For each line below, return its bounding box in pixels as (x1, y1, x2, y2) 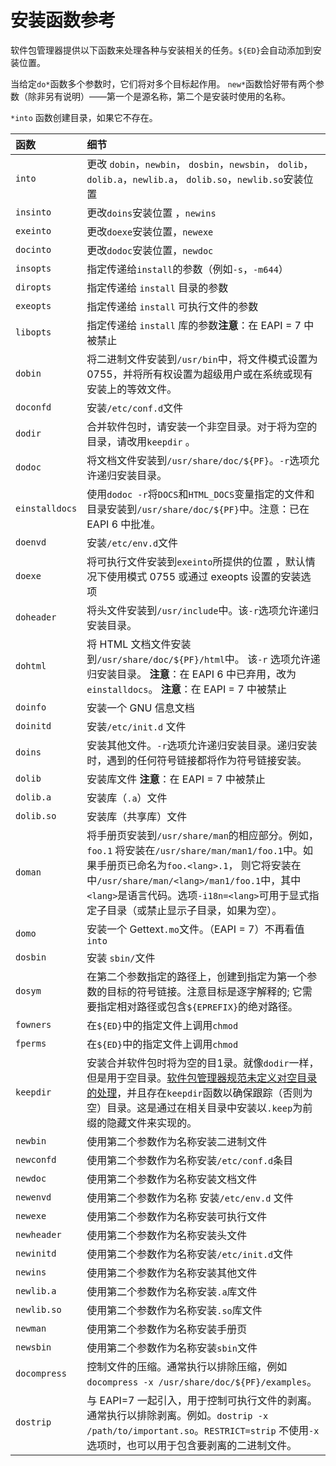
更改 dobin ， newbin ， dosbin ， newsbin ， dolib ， (86, 157, 314, 171)
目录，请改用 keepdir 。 (86, 434, 196, 448)
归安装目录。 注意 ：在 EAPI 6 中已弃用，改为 (86, 667, 297, 681)
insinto (15, 206, 52, 218)
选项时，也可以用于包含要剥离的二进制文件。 (86, 1438, 298, 1452)
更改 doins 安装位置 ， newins (86, 206, 217, 220)
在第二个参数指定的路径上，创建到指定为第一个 (86, 969, 308, 983)
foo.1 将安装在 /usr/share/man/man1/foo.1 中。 (86, 843, 304, 857)
